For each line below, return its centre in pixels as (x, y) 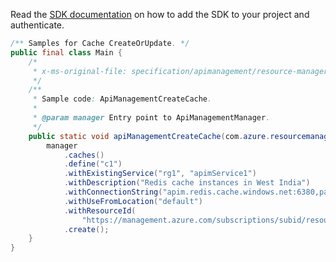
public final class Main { (66, 52)
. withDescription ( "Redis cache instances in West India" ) (187, 183)
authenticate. (37, 25)
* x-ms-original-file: (80, 71)
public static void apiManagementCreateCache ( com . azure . (149, 136)
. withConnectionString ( (113, 192)
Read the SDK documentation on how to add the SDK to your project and (160, 14)
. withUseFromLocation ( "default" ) (133, 201)
